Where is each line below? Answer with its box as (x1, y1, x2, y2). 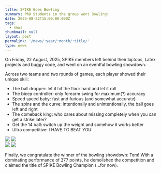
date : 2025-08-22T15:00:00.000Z (5, 16, 70, 21)
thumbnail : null (5, 30, 38, 34)
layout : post (5, 34, 31, 39)
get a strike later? (12, 116, 47, 122)
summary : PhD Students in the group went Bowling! (5, 12, 109, 16)
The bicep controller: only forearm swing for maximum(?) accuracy (12, 91, 146, 96)
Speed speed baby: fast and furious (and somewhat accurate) (12, 95, 136, 102)
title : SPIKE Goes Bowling (5, 7, 59, 12)
